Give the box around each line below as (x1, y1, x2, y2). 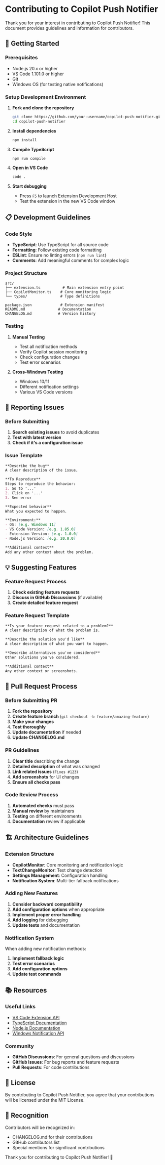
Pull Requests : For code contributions (12, 1064, 90, 1071)
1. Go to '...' (5, 486, 36, 491)
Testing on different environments (12, 813, 82, 819)
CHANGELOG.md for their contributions (12, 1134, 93, 1140)
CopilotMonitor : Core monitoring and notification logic (12, 862, 123, 868)
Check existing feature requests (12, 589, 80, 595)
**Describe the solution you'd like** (5, 637, 85, 642)
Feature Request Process (5, 578, 66, 585)
